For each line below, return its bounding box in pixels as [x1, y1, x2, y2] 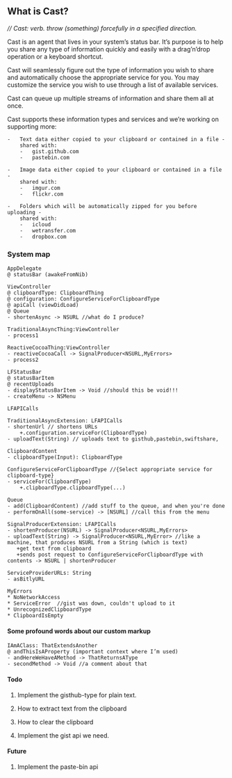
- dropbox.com [19, 233, 67, 240]
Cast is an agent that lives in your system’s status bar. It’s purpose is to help [7, 38, 224, 46]
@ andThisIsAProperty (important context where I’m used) [7, 649, 179, 656]
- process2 [7, 356, 39, 364]
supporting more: [7, 122, 57, 131]
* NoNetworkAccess [7, 594, 60, 601]
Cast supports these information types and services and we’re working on [7, 115, 219, 123]
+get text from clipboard [16, 546, 92, 553]
